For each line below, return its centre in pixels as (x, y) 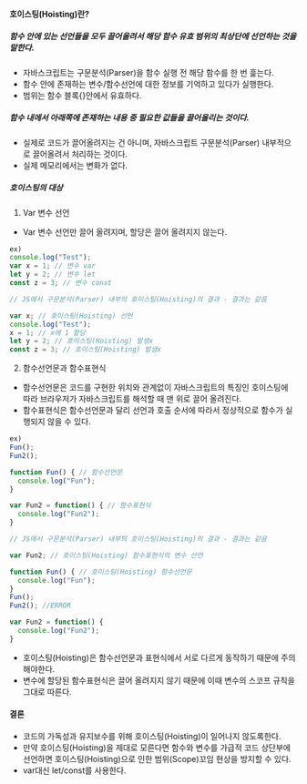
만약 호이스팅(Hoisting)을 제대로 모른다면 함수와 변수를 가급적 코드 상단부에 (157, 748)
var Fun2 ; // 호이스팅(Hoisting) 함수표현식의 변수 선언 (106, 555)
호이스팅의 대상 (36, 188)
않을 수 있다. (69, 422)
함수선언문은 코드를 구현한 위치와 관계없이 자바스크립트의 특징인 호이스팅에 (155, 388)
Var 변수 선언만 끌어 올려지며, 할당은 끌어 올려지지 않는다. (125, 231)
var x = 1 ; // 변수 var (52, 266)
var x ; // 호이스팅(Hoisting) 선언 (72, 316)
